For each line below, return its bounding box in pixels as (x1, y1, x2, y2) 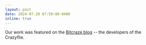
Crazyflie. (5, 34, 25, 40)
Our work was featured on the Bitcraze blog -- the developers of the (5, 30, 142, 35)
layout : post (5, 7, 32, 12)
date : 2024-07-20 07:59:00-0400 (5, 12, 70, 16)
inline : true (5, 16, 32, 21)
